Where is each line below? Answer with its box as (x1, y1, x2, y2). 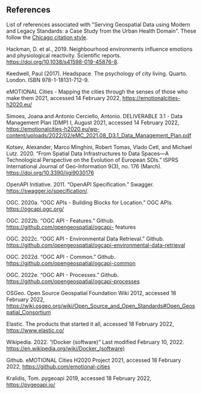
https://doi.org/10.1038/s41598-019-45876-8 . (6, 58, 119, 65)
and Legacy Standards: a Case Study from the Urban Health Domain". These (6, 27, 197, 34)
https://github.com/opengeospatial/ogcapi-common (6, 259, 136, 267)
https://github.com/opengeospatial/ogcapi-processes (6, 278, 140, 285)
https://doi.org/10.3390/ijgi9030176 (6, 169, 95, 176)
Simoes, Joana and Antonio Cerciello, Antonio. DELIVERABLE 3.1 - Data (6, 112, 183, 119)
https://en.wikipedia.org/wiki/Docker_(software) (6, 345, 125, 352)
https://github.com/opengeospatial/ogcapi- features (6, 223, 136, 230)
